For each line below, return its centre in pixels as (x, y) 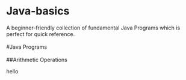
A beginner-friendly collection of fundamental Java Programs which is (93, 28)
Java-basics (38, 11)
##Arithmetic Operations (37, 60)
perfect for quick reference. (41, 34)
